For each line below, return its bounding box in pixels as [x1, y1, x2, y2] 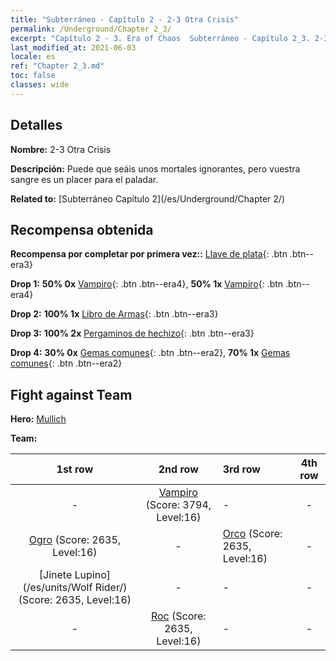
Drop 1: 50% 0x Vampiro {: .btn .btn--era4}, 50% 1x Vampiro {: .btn [10, 278, 284, 290]
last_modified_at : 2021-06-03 [10, 42, 137, 53]
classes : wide [10, 80, 70, 90]
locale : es [10, 52, 56, 62]
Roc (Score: [150, 609, 207, 623]
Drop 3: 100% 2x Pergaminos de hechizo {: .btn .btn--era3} [10, 327, 255, 340]
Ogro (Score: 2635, [28, 533, 122, 547]
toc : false [10, 71, 56, 81]
